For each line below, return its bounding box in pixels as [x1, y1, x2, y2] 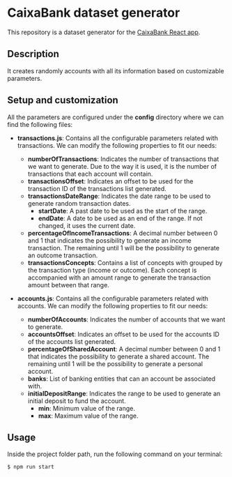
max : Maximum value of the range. [38, 411, 139, 420]
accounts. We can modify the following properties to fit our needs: [17, 301, 208, 310]
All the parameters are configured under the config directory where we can [7, 113, 224, 121]
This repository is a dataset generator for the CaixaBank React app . [7, 28, 201, 36]
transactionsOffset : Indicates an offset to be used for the [27, 176, 194, 185]
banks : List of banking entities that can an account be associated [27, 374, 216, 383]
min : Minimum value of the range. [38, 404, 136, 412]
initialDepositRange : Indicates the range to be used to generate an [27, 389, 221, 397]
